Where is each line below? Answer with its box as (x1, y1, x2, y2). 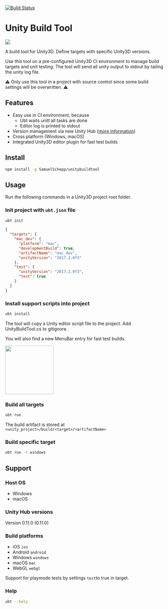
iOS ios (12, 544, 29, 550)
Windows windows (12, 555, 49, 561)
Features (5, 99, 34, 107)
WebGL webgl (12, 565, 41, 571)
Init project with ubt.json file (5, 207, 76, 214)
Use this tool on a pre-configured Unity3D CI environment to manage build (5, 58, 159, 64)
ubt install (5, 311, 30, 316)
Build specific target (5, 438, 56, 445)
